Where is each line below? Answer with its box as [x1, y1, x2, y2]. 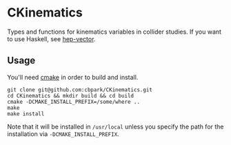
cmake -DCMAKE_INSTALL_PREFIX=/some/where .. [7, 98, 140, 105]
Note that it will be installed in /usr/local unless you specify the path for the [7, 122, 224, 131]
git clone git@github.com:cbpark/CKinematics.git [7, 86, 153, 93]
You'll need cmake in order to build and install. [7, 73, 139, 81]
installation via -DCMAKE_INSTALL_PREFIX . [7, 129, 119, 138]
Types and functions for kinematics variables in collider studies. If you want [7, 27, 222, 36]
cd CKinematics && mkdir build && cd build [7, 92, 134, 99]
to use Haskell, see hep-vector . [7, 34, 96, 43]
